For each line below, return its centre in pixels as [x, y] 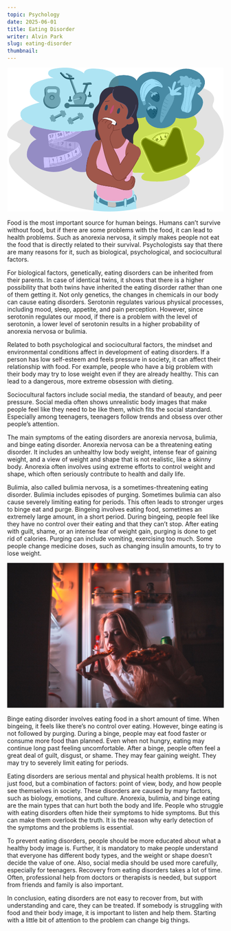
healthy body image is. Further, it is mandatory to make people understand [113, 848]
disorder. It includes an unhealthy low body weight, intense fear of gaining [112, 452]
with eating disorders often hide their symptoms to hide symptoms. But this [113, 812]
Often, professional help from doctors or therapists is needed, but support [112, 877]
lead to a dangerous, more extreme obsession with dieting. [90, 381]
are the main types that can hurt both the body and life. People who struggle [115, 805]
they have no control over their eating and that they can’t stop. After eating [113, 524]
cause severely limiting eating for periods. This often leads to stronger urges [115, 502]
